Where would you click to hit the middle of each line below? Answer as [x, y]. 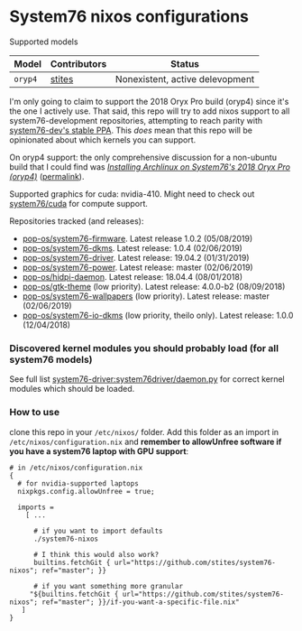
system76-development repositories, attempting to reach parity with [136, 120]
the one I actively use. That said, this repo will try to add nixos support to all [150, 111]
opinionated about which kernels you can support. [103, 139]
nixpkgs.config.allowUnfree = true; [86, 491]
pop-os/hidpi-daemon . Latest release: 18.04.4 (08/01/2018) [133, 276]
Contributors [78, 63]
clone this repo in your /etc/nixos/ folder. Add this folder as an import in [144, 431]
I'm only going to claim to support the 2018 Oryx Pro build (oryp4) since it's [149, 101]
